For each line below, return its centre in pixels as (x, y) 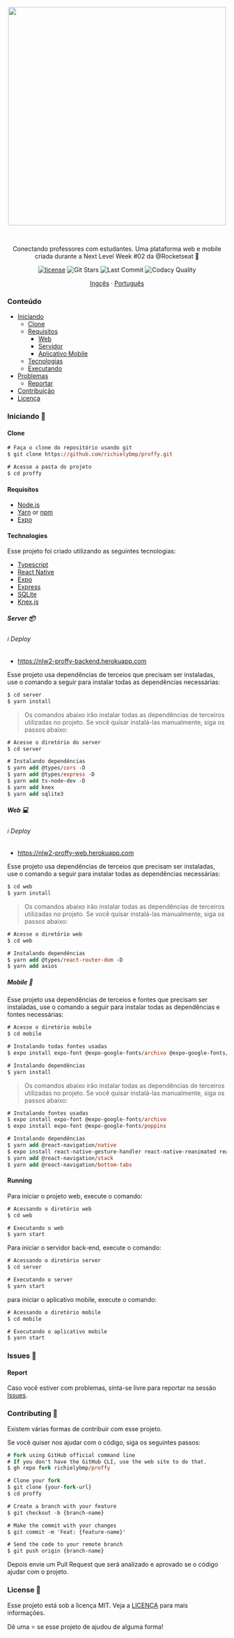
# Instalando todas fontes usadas (57, 1047)
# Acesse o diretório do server (54, 742)
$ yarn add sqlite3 (36, 794)
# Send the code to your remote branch (65, 1544)
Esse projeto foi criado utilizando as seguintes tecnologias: (92, 551)
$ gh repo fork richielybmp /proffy (59, 1468)
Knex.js (28, 602)
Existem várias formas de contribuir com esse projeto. (85, 1428)
